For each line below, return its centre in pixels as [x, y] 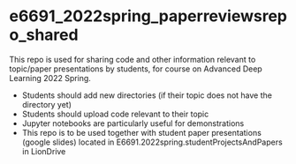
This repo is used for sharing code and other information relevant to [133, 59]
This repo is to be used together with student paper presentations [142, 132]
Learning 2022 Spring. [50, 78]
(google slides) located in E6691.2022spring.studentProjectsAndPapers [152, 142]
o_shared [44, 35]
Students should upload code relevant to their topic [115, 114]
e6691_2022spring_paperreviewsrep [148, 16]
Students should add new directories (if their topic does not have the [147, 95]
